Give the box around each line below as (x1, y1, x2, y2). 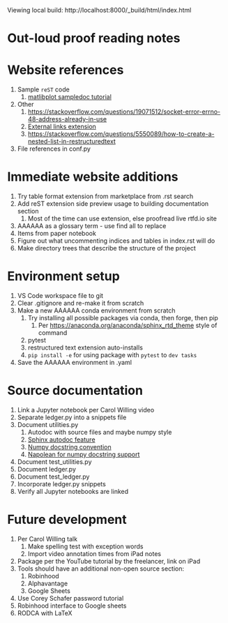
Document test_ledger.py (17, 472, 90, 481)
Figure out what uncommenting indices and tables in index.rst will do (17, 237, 215, 245)
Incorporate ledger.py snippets (17, 479, 106, 488)
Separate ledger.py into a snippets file (17, 413, 127, 421)
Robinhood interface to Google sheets (17, 601, 127, 610)
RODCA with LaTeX (17, 608, 73, 617)
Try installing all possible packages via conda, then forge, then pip (27, 314, 218, 322)
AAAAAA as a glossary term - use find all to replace (17, 222, 167, 230)
